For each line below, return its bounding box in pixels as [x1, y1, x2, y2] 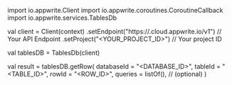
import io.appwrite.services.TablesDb [7, 13, 117, 22]
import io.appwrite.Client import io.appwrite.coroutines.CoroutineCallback [7, 6, 223, 14]
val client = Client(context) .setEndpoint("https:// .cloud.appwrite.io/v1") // [7, 28, 222, 35]
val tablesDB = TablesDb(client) [7, 49, 100, 57]
